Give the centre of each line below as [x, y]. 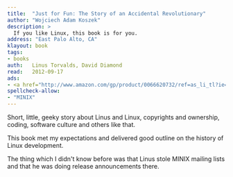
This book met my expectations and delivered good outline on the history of [115, 138]
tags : [15, 53]
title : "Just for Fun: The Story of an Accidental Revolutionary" [107, 14]
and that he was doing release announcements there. [83, 166]
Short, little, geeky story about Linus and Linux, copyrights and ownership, [113, 117]
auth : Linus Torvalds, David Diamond [65, 65]
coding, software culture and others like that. [71, 125]
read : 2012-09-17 [35, 71]
